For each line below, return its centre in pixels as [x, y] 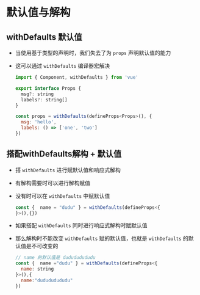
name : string [37, 269]
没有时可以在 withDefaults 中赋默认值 [62, 195]
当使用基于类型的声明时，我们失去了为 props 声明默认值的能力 [93, 53]
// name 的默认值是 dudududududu [55, 258]
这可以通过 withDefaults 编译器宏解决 [62, 66]
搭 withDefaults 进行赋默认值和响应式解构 [68, 170]
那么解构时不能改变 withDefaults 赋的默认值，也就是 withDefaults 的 [102, 238]
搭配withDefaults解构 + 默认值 [64, 154]
